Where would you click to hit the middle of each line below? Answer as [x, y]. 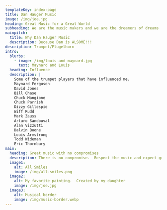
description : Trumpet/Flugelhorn [40, 47]
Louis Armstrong [31, 135]
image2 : [18, 176]
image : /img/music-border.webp [46, 200]
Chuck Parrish [29, 103]
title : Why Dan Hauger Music [40, 38]
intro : [12, 51]
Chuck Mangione [30, 98]
